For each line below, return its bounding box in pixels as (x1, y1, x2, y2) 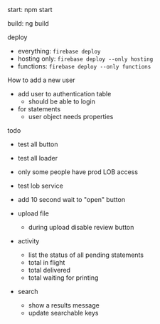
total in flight (28, 258, 65, 266)
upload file (17, 209, 50, 218)
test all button (17, 140, 58, 148)
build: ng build (7, 19, 50, 27)
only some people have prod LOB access (17, 168, 139, 176)
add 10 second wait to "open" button (17, 196, 126, 203)
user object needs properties (28, 113, 114, 121)
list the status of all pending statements (28, 250, 144, 259)
